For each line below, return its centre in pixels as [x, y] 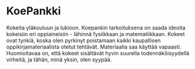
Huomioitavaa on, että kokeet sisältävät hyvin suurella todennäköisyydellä [98, 53]
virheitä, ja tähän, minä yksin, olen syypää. [59, 59]
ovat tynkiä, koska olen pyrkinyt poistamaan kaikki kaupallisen [84, 40]
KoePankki [34, 11]
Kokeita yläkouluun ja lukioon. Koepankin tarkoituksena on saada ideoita [96, 28]
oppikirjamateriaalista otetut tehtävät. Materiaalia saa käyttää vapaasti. [94, 47]
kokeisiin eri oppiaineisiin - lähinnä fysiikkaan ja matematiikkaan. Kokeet [96, 34]
